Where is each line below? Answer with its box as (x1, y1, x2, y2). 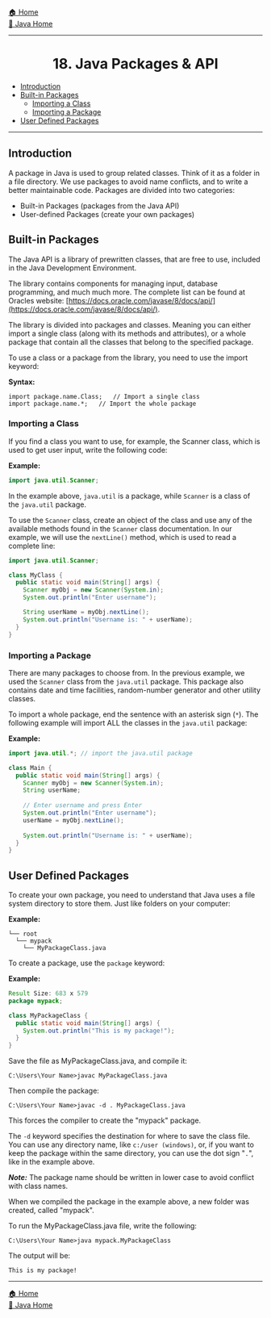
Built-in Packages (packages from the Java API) (19, 201, 180, 211)
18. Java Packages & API (52, 55, 219, 73)
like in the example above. (8, 1157, 95, 1167)
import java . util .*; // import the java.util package (8, 749, 194, 757)
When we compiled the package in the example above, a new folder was (8, 1197, 250, 1207)
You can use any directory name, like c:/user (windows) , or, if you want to (8, 1140, 254, 1149)
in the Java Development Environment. (8, 262, 137, 273)
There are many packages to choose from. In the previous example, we (8, 667, 245, 677)
